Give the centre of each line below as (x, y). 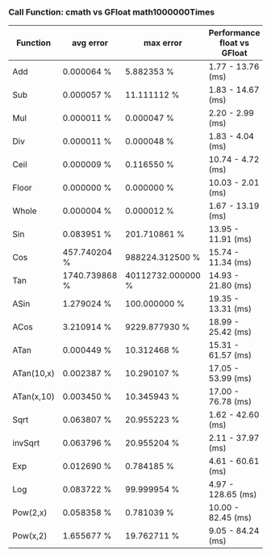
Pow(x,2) (30, 536)
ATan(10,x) (33, 374)
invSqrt (26, 443)
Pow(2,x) (30, 513)
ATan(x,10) (33, 396)
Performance (234, 33)
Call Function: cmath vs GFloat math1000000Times (112, 12)
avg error (90, 43)
